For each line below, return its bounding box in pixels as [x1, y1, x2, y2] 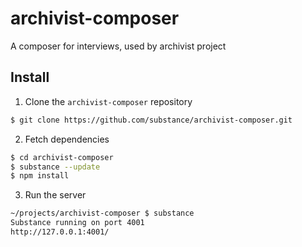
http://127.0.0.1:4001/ [10, 227, 110, 237]
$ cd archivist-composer [10, 152, 114, 162]
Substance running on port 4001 [10, 218, 145, 228]
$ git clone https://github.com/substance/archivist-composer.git [10, 115, 293, 125]
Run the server [24, 189, 87, 201]
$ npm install [10, 171, 70, 181]
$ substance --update [10, 162, 101, 172]
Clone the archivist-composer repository [24, 95, 193, 107]
